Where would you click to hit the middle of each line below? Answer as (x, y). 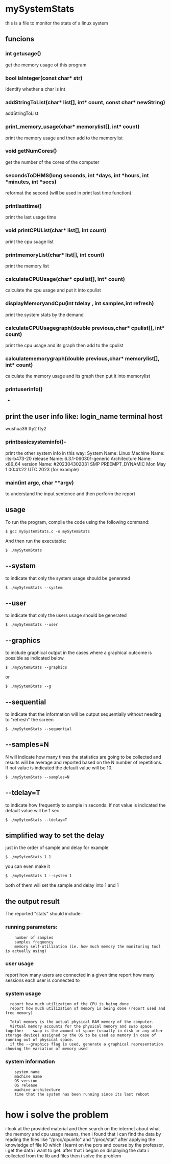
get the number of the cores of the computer (52, 162)
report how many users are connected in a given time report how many (80, 975)
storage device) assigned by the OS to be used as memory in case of (81, 1035)
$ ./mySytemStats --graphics (36, 668)
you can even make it (28, 866)
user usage (20, 964)
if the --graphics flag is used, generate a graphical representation (87, 1045)
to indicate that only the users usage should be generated (66, 615)
